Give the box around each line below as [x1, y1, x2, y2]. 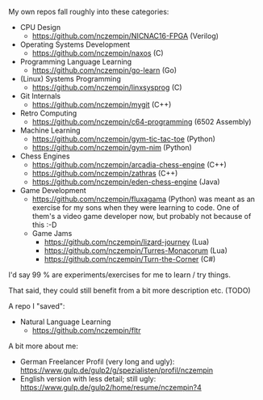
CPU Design [19, 23, 61, 32]
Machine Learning [19, 125, 81, 135]
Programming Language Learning [19, 57, 132, 66]
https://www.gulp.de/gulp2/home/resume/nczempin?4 [19, 383, 202, 392]
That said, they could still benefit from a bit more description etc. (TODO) [8, 286, 252, 295]
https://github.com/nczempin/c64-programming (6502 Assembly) [31, 117, 252, 126]
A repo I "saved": [8, 301, 65, 310]
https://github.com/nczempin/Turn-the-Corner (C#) [44, 255, 216, 263]
